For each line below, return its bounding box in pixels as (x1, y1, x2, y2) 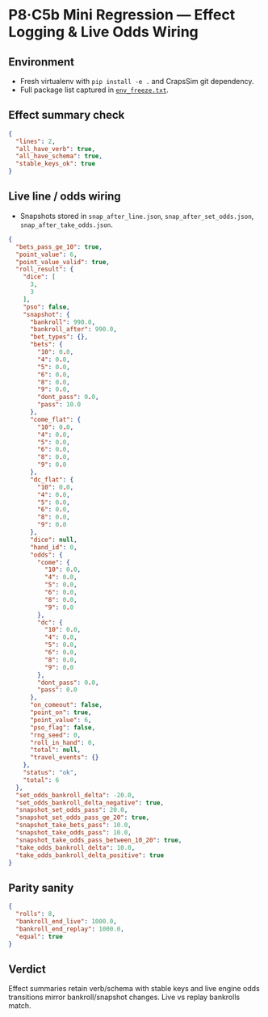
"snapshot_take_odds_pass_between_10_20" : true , (15, 836, 182, 844)
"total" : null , (29, 746, 82, 754)
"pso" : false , (23, 303, 70, 311)
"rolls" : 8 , (15, 910, 57, 918)
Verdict (8, 962, 46, 976)
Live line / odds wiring (8, 190, 121, 204)
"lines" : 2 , (15, 137, 57, 145)
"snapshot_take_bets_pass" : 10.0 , (15, 822, 132, 830)
